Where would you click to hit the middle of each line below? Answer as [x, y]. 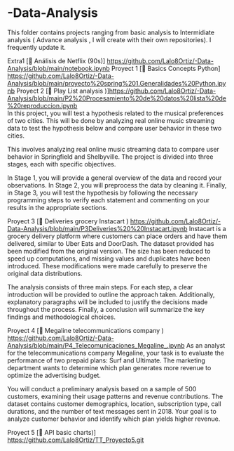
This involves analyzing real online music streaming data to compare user [113, 149]
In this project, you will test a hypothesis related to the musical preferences [116, 113]
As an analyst [206, 345]
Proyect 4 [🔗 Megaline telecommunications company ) [86, 330]
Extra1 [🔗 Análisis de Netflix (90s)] [56, 60]
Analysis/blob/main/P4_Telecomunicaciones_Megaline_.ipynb [96, 345]
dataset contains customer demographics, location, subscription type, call [115, 404]
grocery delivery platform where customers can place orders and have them [117, 236]
